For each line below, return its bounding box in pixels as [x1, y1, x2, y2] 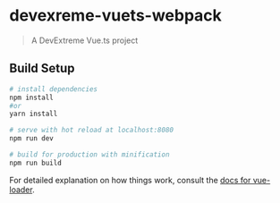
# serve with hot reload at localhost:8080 [9, 126, 174, 135]
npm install [9, 93, 54, 102]
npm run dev [9, 134, 54, 143]
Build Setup [9, 61, 75, 76]
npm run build [9, 158, 63, 167]
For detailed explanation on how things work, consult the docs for [9, 174, 251, 185]
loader [9, 184, 33, 195]
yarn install [9, 109, 58, 119]
